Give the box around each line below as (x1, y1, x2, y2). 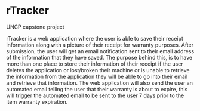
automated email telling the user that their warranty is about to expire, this (6, 85, 188, 92)
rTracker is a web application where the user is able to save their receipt (6, 35, 184, 42)
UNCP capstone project (6, 23, 64, 30)
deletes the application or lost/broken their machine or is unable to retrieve (6, 66, 190, 73)
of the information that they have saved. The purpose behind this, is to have (6, 54, 193, 61)
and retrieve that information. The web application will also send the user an (6, 79, 193, 87)
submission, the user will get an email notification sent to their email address (6, 47, 195, 54)
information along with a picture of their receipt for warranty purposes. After (6, 41, 194, 48)
